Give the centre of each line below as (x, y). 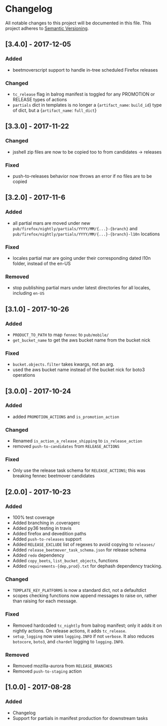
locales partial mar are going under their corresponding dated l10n (81, 258)
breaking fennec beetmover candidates (54, 476)
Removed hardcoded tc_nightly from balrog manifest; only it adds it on (87, 625)
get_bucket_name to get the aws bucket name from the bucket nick (81, 340)
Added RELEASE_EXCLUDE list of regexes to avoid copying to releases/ (84, 544)
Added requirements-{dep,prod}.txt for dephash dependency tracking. (87, 566)
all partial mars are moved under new (51, 223)
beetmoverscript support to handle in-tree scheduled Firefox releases (85, 70)
